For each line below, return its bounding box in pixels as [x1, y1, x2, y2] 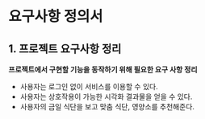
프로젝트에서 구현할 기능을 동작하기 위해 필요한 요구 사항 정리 [8, 65, 198, 74]
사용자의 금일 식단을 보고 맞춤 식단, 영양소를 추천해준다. [19, 102, 195, 111]
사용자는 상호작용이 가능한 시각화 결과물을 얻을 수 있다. [19, 92, 193, 101]
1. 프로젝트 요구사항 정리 [8, 42, 122, 55]
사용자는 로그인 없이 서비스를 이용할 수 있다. [19, 82, 159, 91]
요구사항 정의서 [8, 7, 103, 26]
